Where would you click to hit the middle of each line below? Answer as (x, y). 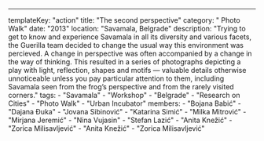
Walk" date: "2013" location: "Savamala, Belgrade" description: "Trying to (127, 29)
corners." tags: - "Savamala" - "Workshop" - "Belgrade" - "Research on (124, 95)
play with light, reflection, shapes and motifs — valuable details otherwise (127, 70)
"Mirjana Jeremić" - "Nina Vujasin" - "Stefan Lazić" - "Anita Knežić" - (120, 120)
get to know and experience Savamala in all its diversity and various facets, (130, 37)
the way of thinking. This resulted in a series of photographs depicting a (125, 62)
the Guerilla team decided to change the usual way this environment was (126, 45)
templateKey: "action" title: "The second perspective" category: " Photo (125, 20)
